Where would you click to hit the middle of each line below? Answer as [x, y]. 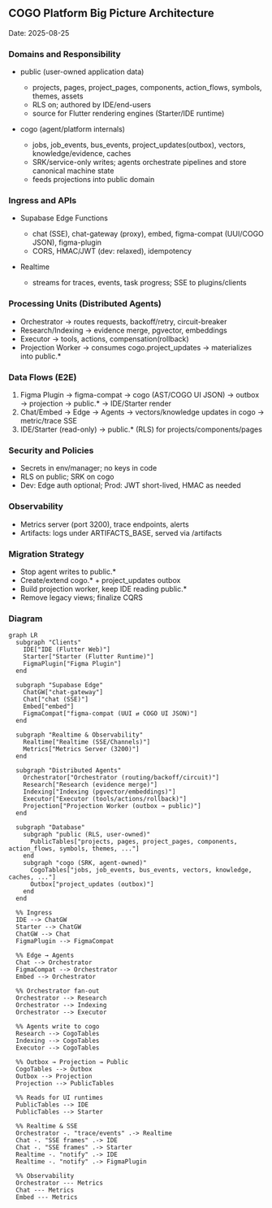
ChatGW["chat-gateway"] [63, 693]
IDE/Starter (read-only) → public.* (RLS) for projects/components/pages [141, 429]
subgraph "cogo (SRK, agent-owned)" [85, 863]
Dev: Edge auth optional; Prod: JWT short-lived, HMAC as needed [130, 485]
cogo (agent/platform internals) [73, 129]
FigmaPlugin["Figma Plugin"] [72, 664]
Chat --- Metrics [45, 1190]
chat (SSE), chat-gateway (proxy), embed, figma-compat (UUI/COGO [148, 234]
